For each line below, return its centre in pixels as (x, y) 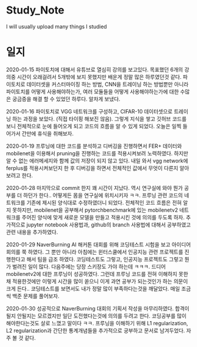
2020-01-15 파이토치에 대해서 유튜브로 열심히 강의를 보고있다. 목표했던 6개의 (95, 69)
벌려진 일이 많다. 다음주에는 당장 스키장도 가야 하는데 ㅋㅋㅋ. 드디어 (89, 266)
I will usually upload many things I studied (56, 26)
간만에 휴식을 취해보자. (48, 134)
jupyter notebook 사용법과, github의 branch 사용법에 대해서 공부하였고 (108, 225)
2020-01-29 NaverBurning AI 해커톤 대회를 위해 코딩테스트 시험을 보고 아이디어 (98, 244)
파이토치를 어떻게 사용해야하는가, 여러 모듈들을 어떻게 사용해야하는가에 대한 (93, 91)
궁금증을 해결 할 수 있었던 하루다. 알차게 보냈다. (66, 99)
